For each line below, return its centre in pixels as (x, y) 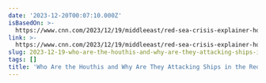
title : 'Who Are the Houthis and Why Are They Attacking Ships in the (127, 67)
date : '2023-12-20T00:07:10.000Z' (65, 15)
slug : (17, 52)
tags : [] (23, 60)
